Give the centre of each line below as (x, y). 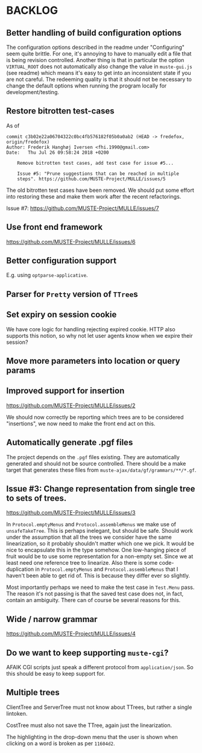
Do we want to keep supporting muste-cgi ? (87, 653)
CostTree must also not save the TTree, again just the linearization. (89, 725)
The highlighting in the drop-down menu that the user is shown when (92, 737)
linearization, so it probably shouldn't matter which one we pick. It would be (100, 544)
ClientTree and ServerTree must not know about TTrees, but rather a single (99, 707)
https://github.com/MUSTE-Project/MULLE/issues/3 (71, 513)
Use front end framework (55, 227)
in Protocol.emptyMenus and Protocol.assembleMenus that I (107, 569)
